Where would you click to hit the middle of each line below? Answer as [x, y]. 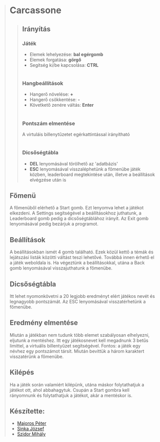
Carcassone [35, 10]
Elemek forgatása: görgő [56, 60]
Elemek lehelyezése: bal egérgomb [66, 54]
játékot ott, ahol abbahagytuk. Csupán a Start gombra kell [69, 390]
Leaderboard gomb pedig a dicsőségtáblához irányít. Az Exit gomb [79, 218]
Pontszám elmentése [48, 123]
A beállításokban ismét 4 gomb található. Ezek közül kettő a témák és [81, 252]
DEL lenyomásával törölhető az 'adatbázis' [74, 163]
